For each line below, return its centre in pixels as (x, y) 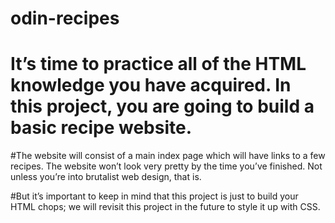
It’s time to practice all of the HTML (158, 64)
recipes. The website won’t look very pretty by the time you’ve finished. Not (166, 166)
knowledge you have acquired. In (151, 85)
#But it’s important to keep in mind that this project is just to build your (154, 196)
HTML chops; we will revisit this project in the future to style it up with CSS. (165, 207)
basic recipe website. (101, 128)
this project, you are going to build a (162, 106)
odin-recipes (65, 18)
